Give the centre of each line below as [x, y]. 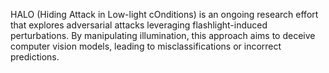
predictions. [35, 57]
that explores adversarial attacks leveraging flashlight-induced [139, 25]
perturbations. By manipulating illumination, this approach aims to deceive [163, 35]
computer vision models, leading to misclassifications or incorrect [146, 46]
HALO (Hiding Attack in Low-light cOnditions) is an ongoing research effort [164, 14]
